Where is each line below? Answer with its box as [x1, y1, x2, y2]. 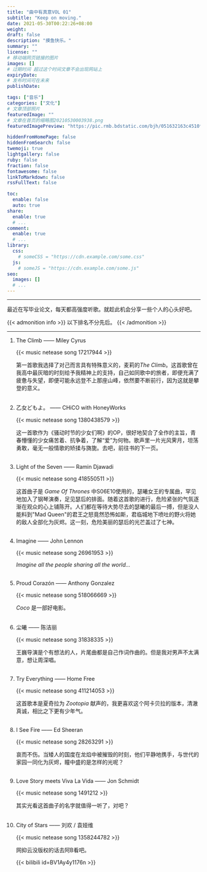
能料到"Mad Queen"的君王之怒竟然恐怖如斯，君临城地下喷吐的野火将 [15, 511, 191, 518]
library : [7, 242, 29, 249]
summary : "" [7, 44, 37, 50]
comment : [7, 225, 29, 231]
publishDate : [7, 84, 41, 90]
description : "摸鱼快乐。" [7, 37, 71, 44]
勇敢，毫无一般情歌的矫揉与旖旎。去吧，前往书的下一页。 [15, 444, 162, 452]
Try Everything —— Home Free [15, 675, 95, 682]
